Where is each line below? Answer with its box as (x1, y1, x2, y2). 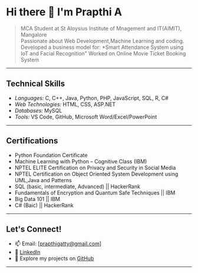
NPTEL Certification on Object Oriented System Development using (14, 170, 179, 177)
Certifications (6, 136, 58, 146)
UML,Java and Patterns (14, 176, 72, 183)
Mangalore (20, 31, 47, 38)
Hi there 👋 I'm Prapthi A (6, 5, 123, 19)
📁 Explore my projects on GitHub (14, 255, 94, 262)
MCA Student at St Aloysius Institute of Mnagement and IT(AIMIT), (20, 25, 182, 32)
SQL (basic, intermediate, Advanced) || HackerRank (14, 183, 140, 190)
